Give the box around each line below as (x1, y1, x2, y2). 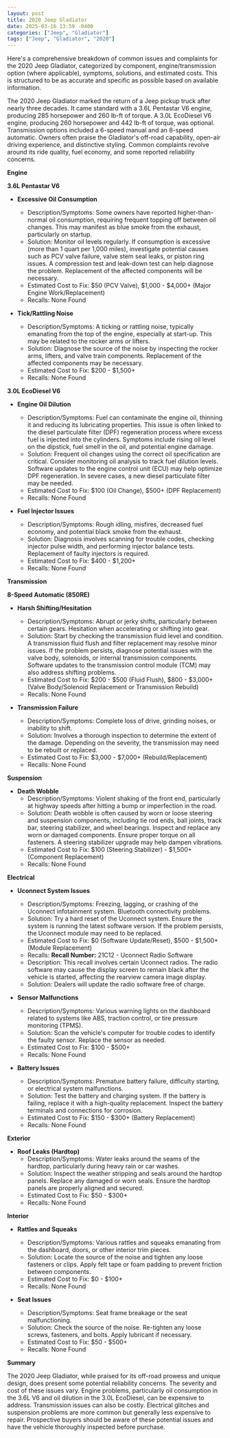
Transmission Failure (16, 704, 79, 712)
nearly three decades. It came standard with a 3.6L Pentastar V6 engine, (7, 104, 213, 113)
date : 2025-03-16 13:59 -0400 (7, 23, 94, 30)
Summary (7, 1358, 36, 1367)
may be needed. (27, 479, 73, 487)
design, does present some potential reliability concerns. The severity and (7, 1379, 217, 1387)
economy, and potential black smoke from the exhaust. (27, 528, 183, 536)
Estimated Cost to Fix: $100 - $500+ (27, 1043, 130, 1052)
